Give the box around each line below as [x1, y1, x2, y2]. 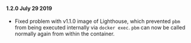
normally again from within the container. [14, 30, 115, 38]
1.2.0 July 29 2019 [6, 5, 52, 12]
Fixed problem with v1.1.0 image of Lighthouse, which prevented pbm [14, 18, 180, 25]
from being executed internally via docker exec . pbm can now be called [14, 24, 186, 31]
